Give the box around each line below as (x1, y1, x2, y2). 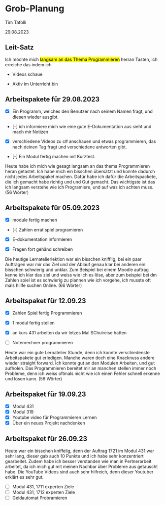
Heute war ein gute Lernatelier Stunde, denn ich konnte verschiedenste (5, 349, 150, 355)
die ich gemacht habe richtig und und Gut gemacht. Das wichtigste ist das (5, 179, 155, 184)
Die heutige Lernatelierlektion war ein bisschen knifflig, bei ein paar (5, 256, 142, 262)
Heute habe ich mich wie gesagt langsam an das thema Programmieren (5, 163, 150, 169)
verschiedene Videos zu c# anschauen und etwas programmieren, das (12, 138, 156, 144)
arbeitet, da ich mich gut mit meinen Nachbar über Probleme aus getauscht (5, 463, 158, 469)
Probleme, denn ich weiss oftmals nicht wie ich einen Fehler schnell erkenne (5, 370, 160, 376)
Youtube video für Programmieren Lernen (12, 414, 97, 420)
